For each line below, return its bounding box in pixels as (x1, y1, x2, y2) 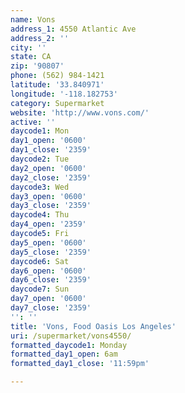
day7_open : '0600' (10, 294, 87, 304)
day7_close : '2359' (10, 303, 92, 313)
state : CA (10, 52, 52, 62)
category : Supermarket (10, 98, 105, 108)
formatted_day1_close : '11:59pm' (10, 359, 150, 369)
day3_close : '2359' (10, 201, 92, 211)
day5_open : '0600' (10, 237, 87, 248)
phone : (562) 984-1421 (10, 71, 105, 81)
